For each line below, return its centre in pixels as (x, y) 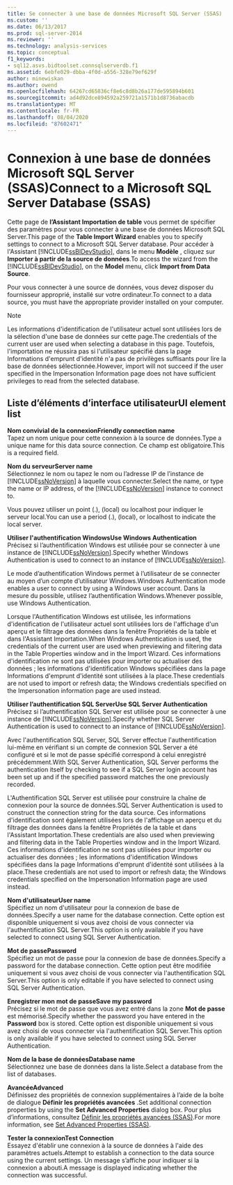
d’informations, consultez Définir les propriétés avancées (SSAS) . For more (114, 1117)
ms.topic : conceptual (39, 53)
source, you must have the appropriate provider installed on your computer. (115, 302)
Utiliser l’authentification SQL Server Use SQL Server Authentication (107, 704)
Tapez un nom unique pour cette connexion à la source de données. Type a (114, 438)
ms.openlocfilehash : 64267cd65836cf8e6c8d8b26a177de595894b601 (101, 91)
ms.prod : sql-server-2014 (45, 33)
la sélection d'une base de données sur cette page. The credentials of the (112, 337)
